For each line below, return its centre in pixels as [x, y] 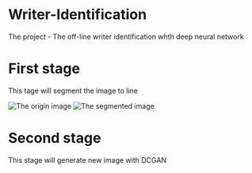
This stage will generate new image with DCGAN [88, 160]
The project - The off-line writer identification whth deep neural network [126, 37]
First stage [44, 69]
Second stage [55, 138]
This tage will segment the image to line [73, 90]
